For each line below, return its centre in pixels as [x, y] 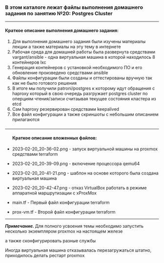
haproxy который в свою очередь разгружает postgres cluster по [80, 93]
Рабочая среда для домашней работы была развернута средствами [83, 52]
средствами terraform [35, 154]
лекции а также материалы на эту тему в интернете [66, 47]
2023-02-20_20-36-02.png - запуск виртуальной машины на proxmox [85, 149]
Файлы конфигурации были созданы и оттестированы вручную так [82, 78]
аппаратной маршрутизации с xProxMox [54, 193]
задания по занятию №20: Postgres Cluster [59, 13]
